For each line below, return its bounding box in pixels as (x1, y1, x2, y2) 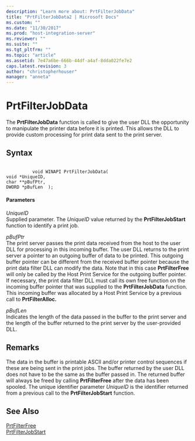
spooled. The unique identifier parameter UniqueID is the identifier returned (6, 383, 189, 390)
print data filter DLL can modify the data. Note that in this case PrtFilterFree (6, 264, 189, 272)
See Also (6, 406, 39, 416)
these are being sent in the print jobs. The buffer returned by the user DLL (6, 364, 184, 371)
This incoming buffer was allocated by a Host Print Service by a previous (6, 290, 182, 297)
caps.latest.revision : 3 (6, 63, 67, 69)
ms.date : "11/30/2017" (6, 25, 61, 31)
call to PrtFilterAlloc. (6, 296, 57, 303)
